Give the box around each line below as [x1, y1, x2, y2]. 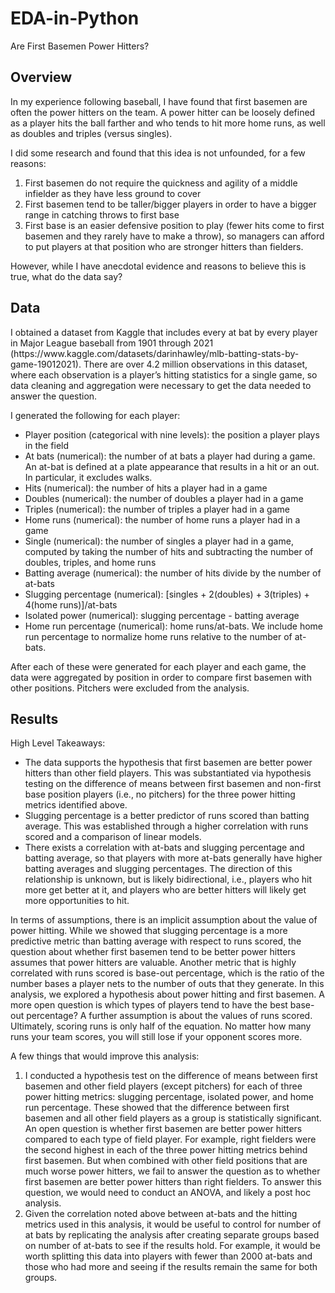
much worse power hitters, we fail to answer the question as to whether [24, 1165, 321, 1177]
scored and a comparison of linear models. [24, 831, 202, 843]
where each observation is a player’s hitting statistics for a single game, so [10, 368, 318, 381]
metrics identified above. [24, 799, 128, 811]
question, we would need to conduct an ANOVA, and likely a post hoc [24, 1187, 312, 1199]
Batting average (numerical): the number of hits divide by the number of [24, 567, 322, 579]
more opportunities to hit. [24, 895, 130, 907]
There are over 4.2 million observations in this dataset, [83, 358, 308, 370]
